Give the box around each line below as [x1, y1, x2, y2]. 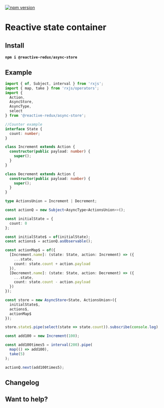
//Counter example [5, 122, 42, 127]
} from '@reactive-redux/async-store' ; [5, 113, 86, 118]
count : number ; [9, 131, 41, 136]
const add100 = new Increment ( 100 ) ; [5, 333, 80, 338]
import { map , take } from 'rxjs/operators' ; [5, 86, 99, 91]
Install [5, 41, 24, 50]
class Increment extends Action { [5, 145, 76, 150]
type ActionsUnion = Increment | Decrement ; [5, 199, 97, 204]
